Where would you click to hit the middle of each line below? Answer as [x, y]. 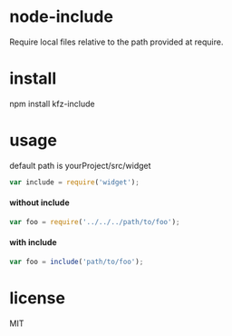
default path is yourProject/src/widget [80, 165]
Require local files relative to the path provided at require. [116, 42]
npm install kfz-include [52, 104]
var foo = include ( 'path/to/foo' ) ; [77, 262]
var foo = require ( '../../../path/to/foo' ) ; [95, 222]
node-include [61, 17]
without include [39, 203]
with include [33, 242]
